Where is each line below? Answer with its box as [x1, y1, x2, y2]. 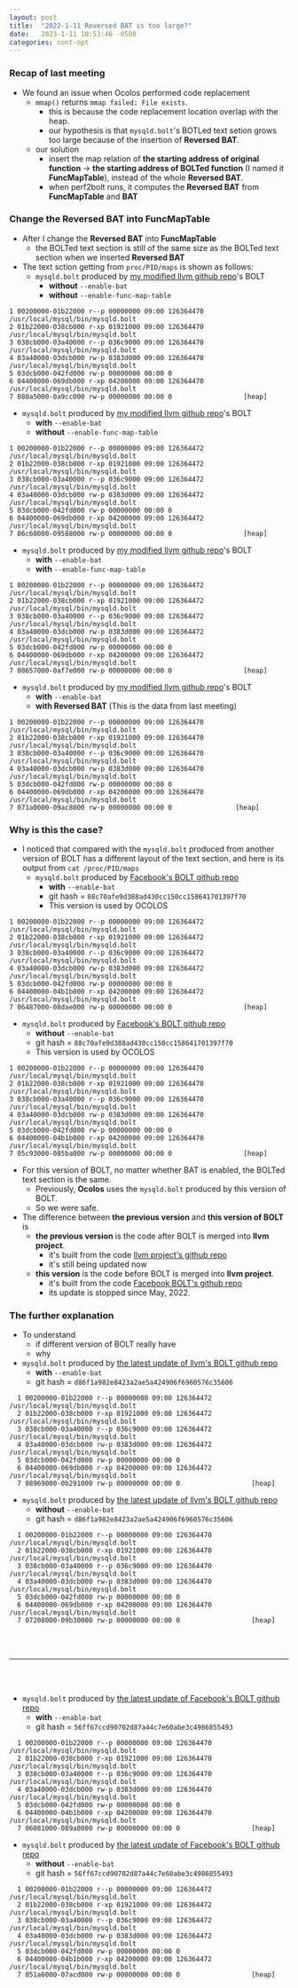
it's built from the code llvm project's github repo [48, 1250, 228, 1261]
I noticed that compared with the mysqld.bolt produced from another [21, 844, 275, 854]
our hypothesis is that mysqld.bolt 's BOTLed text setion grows [48, 125, 278, 136]
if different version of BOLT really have [35, 1339, 176, 1349]
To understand [21, 1330, 76, 1340]
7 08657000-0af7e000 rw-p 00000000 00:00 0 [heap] [9, 666, 268, 675]
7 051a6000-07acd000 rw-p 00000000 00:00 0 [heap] [17, 1970, 276, 1979]
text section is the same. [21, 1175, 113, 1185]
